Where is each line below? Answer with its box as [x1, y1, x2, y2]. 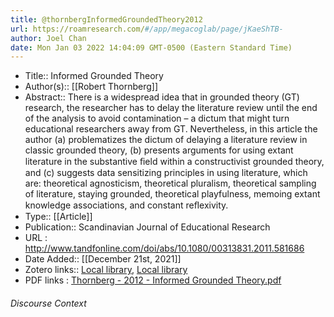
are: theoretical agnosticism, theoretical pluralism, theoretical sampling [24, 177, 317, 190]
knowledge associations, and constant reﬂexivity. [24, 199, 229, 211]
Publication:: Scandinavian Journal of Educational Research [24, 221, 271, 233]
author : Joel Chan [10, 33, 87, 43]
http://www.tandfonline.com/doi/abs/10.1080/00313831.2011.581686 [24, 242, 305, 255]
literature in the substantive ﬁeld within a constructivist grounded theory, [24, 156, 325, 168]
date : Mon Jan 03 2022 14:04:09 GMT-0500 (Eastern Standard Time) [10, 42, 293, 53]
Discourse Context [10, 297, 87, 309]
